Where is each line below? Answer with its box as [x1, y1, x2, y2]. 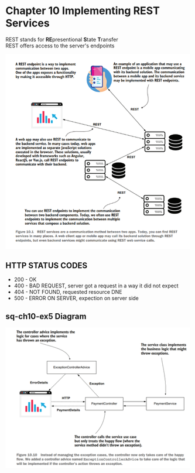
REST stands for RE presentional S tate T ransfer [5, 36, 118, 43]
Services [5, 16, 50, 30]
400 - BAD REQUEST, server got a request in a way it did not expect [13, 282, 179, 289]
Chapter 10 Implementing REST [5, 4, 160, 18]
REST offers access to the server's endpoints [5, 42, 115, 49]
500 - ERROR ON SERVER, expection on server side [13, 294, 139, 302]
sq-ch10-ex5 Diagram [5, 311, 87, 321]
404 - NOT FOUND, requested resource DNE [13, 289, 122, 296]
